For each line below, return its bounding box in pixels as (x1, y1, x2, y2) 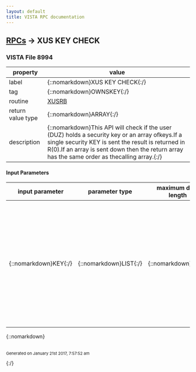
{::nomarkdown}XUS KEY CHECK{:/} (47, 78, 146, 87)
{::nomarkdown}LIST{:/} (78, 260, 143, 268)
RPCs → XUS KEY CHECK (6, 36, 100, 46)
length (168, 191, 187, 199)
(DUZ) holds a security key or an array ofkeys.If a (47, 131, 183, 139)
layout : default (6, 8, 45, 15)
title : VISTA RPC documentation (6, 14, 85, 20)
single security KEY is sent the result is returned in (47, 138, 185, 146)
